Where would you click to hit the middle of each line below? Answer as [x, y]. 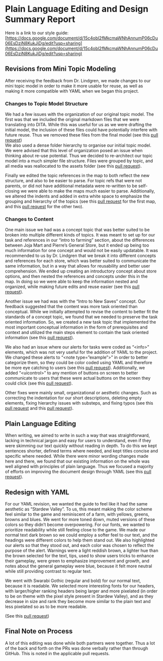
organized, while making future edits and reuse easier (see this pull [72, 287]
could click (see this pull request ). [39, 383]
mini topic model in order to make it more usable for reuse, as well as [74, 86]
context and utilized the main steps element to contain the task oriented [77, 332]
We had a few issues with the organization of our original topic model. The [80, 114]
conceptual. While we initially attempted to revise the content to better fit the [82, 312]
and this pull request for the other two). [44, 207]
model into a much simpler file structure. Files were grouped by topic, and [79, 161]
